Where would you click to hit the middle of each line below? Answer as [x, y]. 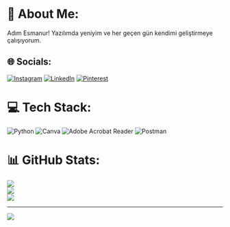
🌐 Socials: [29, 62]
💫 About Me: [43, 14]
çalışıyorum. [24, 40]
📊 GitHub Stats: [54, 160]
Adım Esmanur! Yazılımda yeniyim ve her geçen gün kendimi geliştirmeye [110, 33]
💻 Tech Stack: [49, 107]
